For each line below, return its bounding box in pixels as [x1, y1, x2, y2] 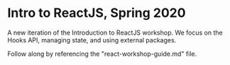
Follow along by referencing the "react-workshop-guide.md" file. [7, 49, 197, 58]
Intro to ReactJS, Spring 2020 [7, 5, 186, 21]
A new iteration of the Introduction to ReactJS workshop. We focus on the [7, 28, 223, 37]
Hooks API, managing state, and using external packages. [7, 35, 177, 44]
